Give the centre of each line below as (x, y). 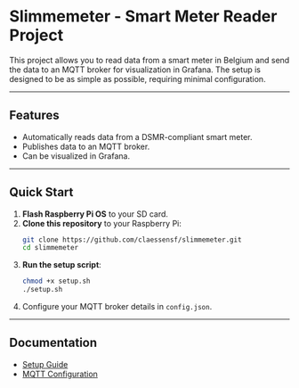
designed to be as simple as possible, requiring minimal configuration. (137, 78)
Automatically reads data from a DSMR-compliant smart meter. (137, 136)
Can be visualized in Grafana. (76, 156)
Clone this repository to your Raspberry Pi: (102, 223)
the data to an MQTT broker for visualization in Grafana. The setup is (135, 70)
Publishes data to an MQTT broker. (86, 146)
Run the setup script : (62, 265)
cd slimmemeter (50, 248)
